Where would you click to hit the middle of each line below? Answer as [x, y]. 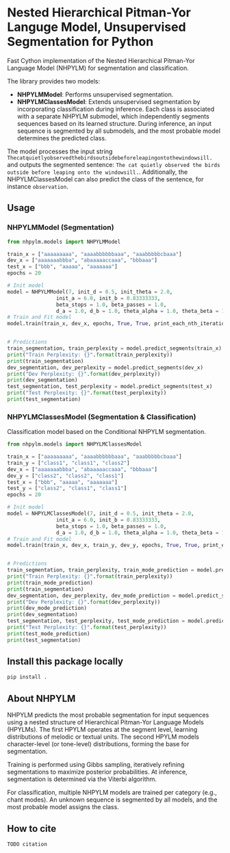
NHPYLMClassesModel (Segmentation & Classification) [102, 417]
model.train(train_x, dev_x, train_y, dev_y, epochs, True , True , [104, 546]
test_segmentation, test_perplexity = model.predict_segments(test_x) [110, 387]
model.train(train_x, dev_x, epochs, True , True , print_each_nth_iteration [117, 324]
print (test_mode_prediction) [49, 634]
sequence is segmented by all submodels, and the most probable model [119, 131]
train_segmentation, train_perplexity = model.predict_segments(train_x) [115, 348]
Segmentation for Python [80, 42]
